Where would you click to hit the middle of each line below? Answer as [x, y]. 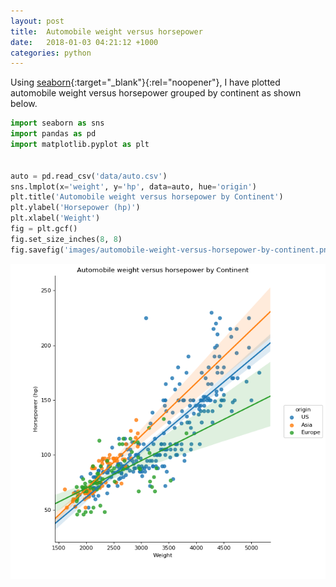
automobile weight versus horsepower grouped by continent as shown [156, 93]
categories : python [51, 53]
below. [24, 104]
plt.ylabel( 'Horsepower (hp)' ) [75, 208]
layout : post [37, 21]
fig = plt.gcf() [44, 229]
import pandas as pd [53, 134]
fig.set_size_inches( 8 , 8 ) [66, 239]
